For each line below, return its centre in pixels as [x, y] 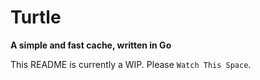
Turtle [36, 17]
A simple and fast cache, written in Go [91, 45]
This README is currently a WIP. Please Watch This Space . [131, 64]
